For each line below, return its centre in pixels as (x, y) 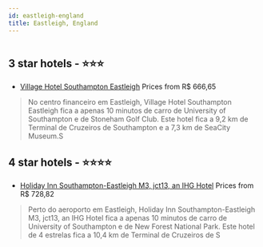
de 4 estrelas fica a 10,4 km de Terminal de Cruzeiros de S (124, 235)
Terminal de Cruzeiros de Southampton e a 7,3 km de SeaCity (129, 128)
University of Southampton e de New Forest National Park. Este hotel (141, 227)
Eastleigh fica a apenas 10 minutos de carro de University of (127, 111)
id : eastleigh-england (46, 16)
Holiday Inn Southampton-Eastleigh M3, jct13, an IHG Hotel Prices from (137, 185)
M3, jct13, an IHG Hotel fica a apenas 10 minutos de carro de (128, 218)
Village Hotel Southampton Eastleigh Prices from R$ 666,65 (118, 87)
